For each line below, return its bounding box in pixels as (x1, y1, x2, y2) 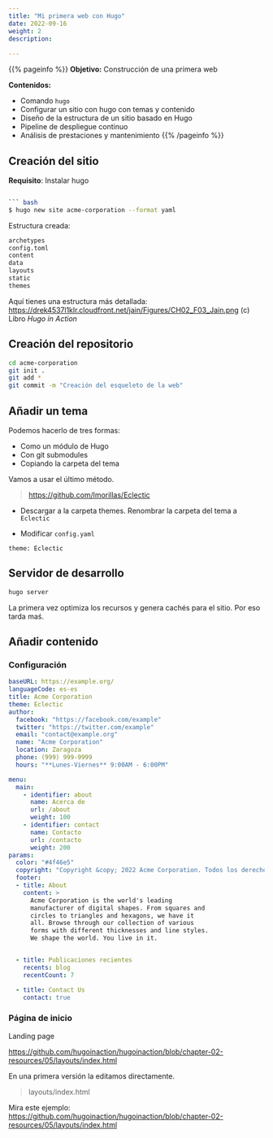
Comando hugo (19, 96, 71, 106)
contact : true (23, 993, 71, 1001)
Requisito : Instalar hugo (8, 176, 89, 185)
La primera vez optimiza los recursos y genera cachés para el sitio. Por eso (8, 602, 261, 612)
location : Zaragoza (15, 745, 82, 754)
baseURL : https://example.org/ (8, 678, 115, 686)
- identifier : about (23, 790, 93, 799)
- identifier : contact (23, 821, 100, 829)
